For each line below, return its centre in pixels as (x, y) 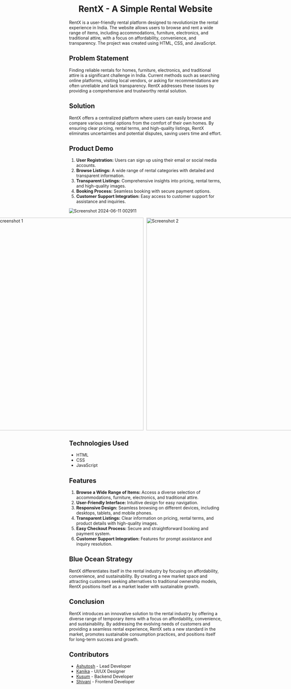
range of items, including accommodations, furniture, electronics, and (139, 33)
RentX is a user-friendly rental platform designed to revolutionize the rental (144, 22)
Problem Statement (99, 59)
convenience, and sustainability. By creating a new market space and (138, 576)
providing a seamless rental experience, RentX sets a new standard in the (142, 629)
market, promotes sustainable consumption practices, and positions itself (142, 634)
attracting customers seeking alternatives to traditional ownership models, (143, 581)
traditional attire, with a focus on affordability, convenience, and (133, 38)
